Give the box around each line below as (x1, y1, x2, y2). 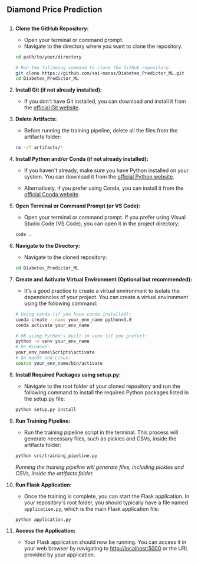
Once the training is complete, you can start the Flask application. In (24, 492, 190, 500)
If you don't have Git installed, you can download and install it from (24, 98, 186, 105)
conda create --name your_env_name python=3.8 (15, 316, 132, 323)
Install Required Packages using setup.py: (15, 371, 121, 378)
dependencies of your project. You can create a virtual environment (24, 293, 189, 300)
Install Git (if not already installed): (15, 86, 103, 93)
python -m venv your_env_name (15, 338, 90, 345)
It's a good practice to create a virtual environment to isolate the (24, 287, 180, 294)
